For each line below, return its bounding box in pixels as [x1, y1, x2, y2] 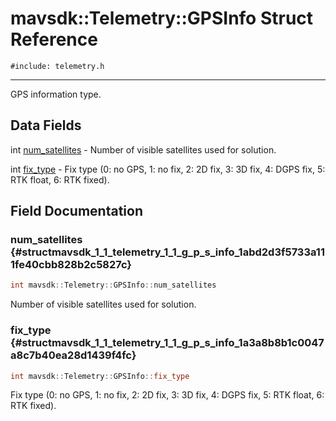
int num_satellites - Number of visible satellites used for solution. [10, 143, 277, 156]
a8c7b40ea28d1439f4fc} [10, 348, 137, 362]
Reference [10, 28, 98, 51]
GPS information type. [10, 88, 102, 100]
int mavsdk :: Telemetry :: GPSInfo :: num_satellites [10, 280, 217, 291]
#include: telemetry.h [10, 61, 105, 71]
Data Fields [10, 117, 82, 134]
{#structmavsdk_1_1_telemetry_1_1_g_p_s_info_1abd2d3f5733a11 [10, 245, 325, 259]
